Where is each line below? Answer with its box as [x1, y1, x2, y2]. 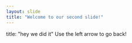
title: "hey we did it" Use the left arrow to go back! [6, 30, 127, 37]
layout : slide [6, 8, 41, 15]
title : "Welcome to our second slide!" [6, 14, 104, 20]
